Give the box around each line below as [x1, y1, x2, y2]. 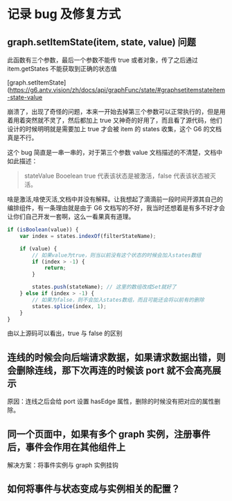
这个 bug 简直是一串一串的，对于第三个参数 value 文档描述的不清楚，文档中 [7, 148, 223, 156]
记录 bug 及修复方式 [7, 6, 121, 22]
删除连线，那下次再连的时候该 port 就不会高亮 [16, 364, 213, 376]
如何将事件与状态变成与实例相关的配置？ [7, 483, 180, 495]
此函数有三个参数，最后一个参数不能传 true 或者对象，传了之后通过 [7, 56, 199, 64]
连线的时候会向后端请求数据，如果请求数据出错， [7, 351, 217, 363]
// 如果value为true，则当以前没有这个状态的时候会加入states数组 [32, 251, 202, 259]
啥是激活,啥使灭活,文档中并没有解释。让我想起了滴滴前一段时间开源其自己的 [7, 195, 224, 203]
